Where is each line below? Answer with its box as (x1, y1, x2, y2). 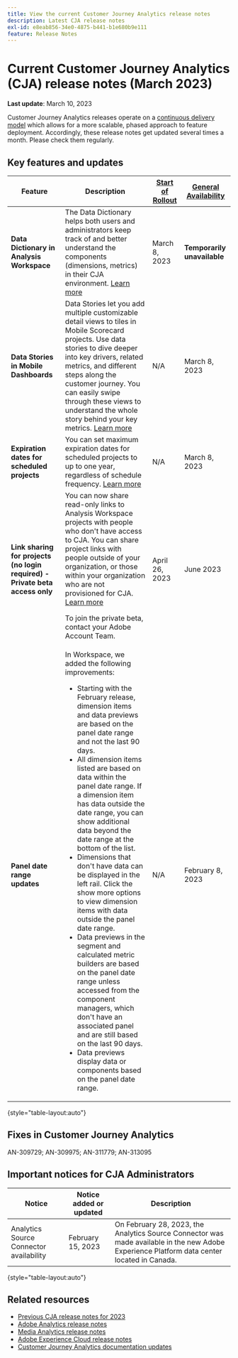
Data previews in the (76, 932, 145, 942)
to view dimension (76, 897, 138, 906)
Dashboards (11, 370, 53, 379)
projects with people (64, 517, 133, 527)
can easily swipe (64, 388, 120, 397)
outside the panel (76, 915, 135, 924)
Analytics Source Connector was (114, 1228, 225, 1238)
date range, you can (76, 808, 144, 817)
